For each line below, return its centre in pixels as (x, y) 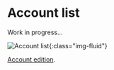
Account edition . (31, 59)
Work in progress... (35, 32)
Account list (44, 13)
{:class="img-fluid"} (78, 45)
